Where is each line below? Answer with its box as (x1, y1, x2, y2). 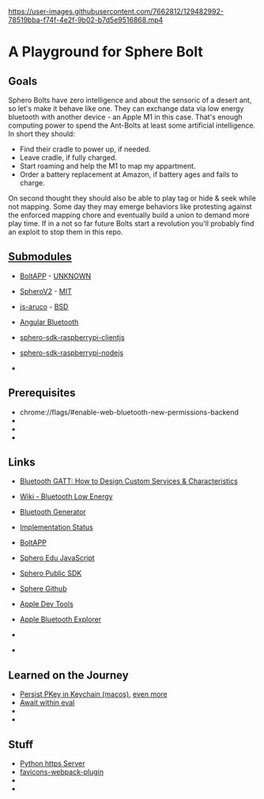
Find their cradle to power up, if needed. (19, 144, 152, 154)
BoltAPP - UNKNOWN (19, 271, 92, 281)
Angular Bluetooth (19, 317, 79, 327)
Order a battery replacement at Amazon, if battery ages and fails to (19, 170, 239, 179)
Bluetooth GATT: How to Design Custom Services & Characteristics (19, 476, 239, 486)
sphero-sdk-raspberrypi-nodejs (19, 348, 124, 357)
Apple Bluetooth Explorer (19, 614, 101, 625)
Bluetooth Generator (19, 507, 87, 517)
